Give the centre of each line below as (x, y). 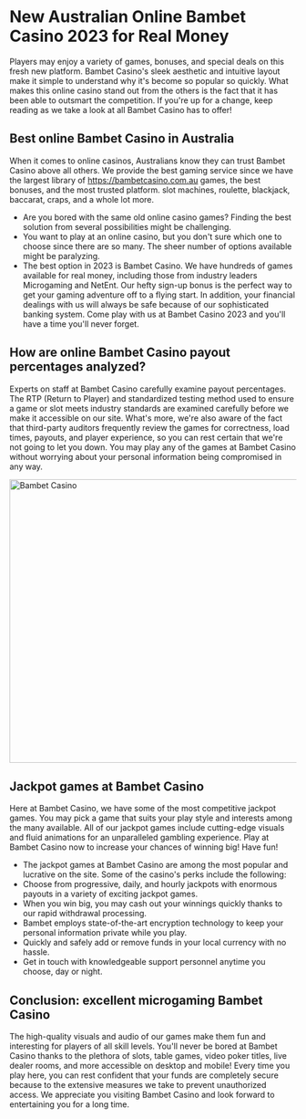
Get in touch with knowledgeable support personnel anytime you (144, 962)
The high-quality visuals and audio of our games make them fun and (138, 1037)
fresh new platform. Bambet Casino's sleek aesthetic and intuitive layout (145, 71)
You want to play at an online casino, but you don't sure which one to (152, 236)
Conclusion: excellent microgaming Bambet (136, 1000)
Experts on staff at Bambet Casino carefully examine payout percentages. (148, 389)
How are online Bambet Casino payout (120, 353)
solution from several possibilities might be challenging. (127, 226)
